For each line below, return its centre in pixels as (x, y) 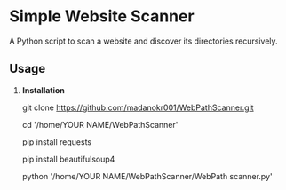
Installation (43, 90)
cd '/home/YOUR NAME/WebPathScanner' (100, 124)
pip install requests (56, 142)
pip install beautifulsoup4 (68, 159)
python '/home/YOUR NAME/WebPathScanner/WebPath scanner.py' (147, 176)
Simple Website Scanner (102, 16)
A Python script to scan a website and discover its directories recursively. (143, 41)
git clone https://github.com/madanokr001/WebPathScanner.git (138, 107)
